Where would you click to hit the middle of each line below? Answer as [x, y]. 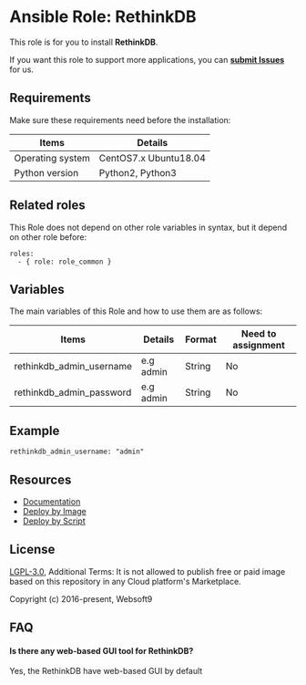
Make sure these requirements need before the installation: [120, 119]
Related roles [48, 206]
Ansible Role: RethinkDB [103, 17]
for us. [22, 69]
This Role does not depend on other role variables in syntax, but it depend [148, 227]
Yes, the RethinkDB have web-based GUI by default [106, 671]
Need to [259, 334]
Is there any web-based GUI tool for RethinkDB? [102, 650]
